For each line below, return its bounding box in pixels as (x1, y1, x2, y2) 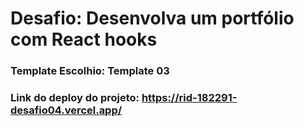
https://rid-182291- (141, 91, 238, 105)
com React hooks (10, 28, 158, 51)
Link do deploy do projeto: (10, 91, 140, 105)
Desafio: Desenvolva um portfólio (10, 7, 295, 30)
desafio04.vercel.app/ (10, 103, 123, 117)
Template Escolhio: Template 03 (10, 64, 170, 78)
